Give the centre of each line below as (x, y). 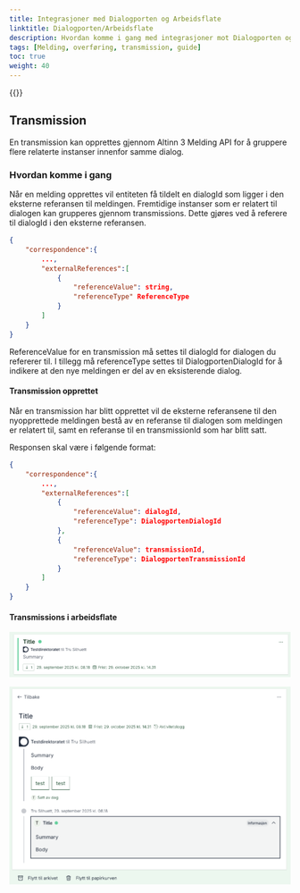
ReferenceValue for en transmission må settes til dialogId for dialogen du (143, 351)
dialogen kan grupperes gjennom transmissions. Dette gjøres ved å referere (148, 214)
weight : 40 (29, 66)
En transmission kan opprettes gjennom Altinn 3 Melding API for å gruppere (148, 142)
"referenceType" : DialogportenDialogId (147, 522)
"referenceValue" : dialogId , (127, 512)
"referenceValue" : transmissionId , (139, 550)
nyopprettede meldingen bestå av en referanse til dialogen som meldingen (146, 420)
